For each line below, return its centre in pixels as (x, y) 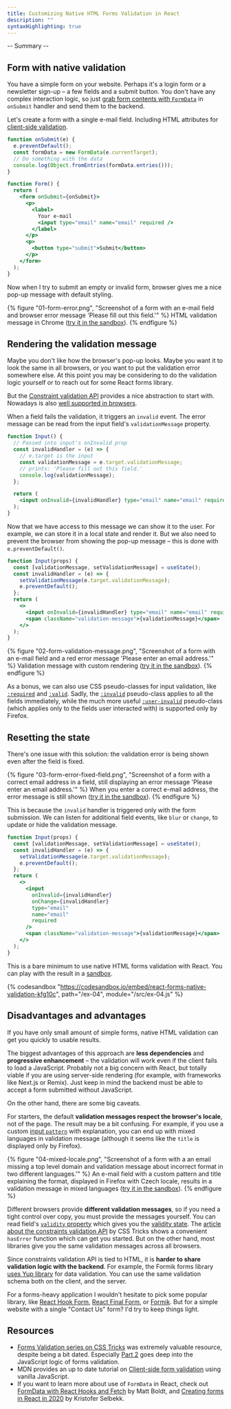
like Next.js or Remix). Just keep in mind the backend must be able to (105, 1082)
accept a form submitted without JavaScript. (70, 1090)
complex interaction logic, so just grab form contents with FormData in (105, 99)
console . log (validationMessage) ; (67, 475)
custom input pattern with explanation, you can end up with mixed (101, 1131)
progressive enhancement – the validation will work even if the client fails (112, 1060)
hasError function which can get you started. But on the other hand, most (111, 1238)
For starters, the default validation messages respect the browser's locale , (115, 1116)
